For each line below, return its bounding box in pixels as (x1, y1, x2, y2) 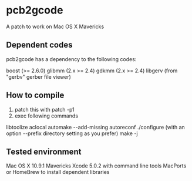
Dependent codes (6, 40, 73, 50)
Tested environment (6, 146, 82, 156)
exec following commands (14, 112, 78, 119)
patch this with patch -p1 (14, 106, 75, 113)
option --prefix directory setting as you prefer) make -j (6, 130, 138, 137)
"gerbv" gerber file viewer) (6, 73, 72, 80)
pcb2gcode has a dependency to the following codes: (6, 55, 137, 62)
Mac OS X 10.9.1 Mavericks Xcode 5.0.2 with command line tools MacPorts (6, 162, 187, 169)
